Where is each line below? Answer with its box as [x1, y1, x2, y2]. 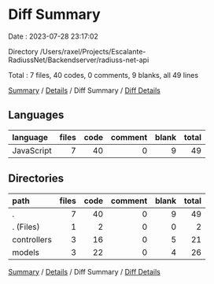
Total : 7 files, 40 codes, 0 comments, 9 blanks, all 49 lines [8, 70, 199, 79]
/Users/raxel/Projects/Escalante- [39, 46, 146, 56]
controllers [12, 234, 53, 245]
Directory [8, 46, 39, 56]
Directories [8, 172, 65, 186]
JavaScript [12, 145, 53, 156]
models [12, 246, 40, 257]
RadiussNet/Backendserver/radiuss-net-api [8, 55, 149, 65]
